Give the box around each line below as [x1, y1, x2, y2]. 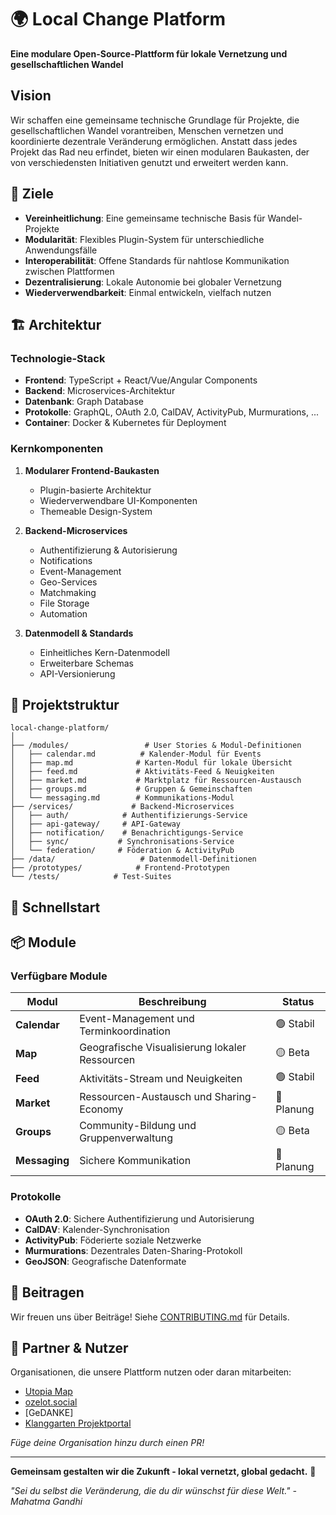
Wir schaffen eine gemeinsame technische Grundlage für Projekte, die [10, 114, 300, 126]
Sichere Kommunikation [79, 1154, 192, 1168]
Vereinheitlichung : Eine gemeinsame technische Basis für [24, 212, 266, 224]
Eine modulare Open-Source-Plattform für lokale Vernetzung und [10, 47, 288, 60]
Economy [79, 1102, 124, 1116]
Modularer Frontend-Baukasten [24, 464, 160, 476]
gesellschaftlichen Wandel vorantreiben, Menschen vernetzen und [10, 124, 284, 136]
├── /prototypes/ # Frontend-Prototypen [10, 863, 230, 873]
